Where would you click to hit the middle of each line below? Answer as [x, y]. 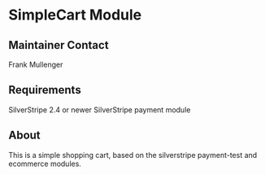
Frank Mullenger [36, 64]
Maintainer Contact [59, 45]
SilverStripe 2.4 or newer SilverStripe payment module [100, 109]
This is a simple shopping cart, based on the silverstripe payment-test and [133, 155]
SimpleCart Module [75, 15]
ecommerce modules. [45, 164]
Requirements [45, 90]
